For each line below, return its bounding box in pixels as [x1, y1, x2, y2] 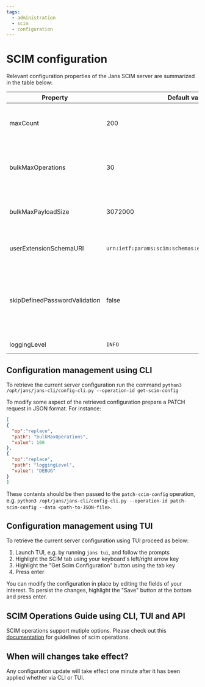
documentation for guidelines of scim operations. [6, 633, 130, 641]
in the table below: [6, 79, 53, 86]
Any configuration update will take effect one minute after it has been [6, 667, 181, 675]
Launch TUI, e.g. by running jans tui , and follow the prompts [15, 549, 170, 556]
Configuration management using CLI [6, 365, 153, 376]
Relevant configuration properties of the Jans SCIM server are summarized [6, 73, 195, 80]
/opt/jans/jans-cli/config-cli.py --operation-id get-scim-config [6, 388, 179, 394]
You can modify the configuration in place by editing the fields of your [6, 580, 182, 587]
